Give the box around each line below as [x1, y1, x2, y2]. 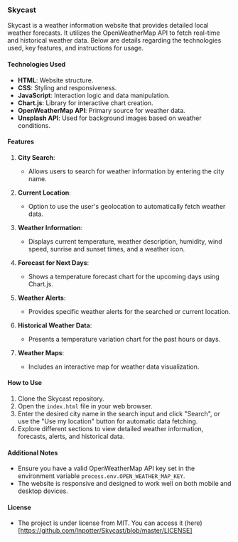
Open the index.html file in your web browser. [17, 401, 153, 410]
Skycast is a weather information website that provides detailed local [7, 21, 209, 30]
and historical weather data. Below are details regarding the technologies [7, 36, 222, 45]
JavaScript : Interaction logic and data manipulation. [17, 91, 171, 99]
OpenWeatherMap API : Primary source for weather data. [17, 106, 186, 114]
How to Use [7, 379, 43, 387]
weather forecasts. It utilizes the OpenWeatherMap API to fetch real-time [7, 28, 220, 37]
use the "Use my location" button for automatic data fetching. [17, 417, 198, 426]
